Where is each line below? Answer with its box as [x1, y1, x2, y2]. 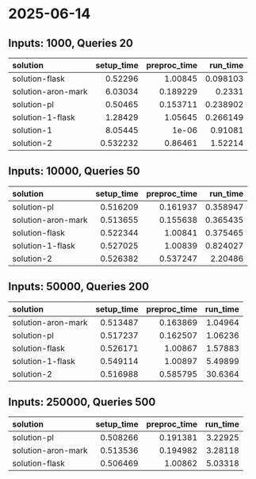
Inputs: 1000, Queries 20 [8, 36, 133, 50]
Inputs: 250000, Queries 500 [8, 396, 156, 409]
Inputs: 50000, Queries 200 [8, 280, 150, 293]
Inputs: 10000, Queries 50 [8, 164, 140, 178]
